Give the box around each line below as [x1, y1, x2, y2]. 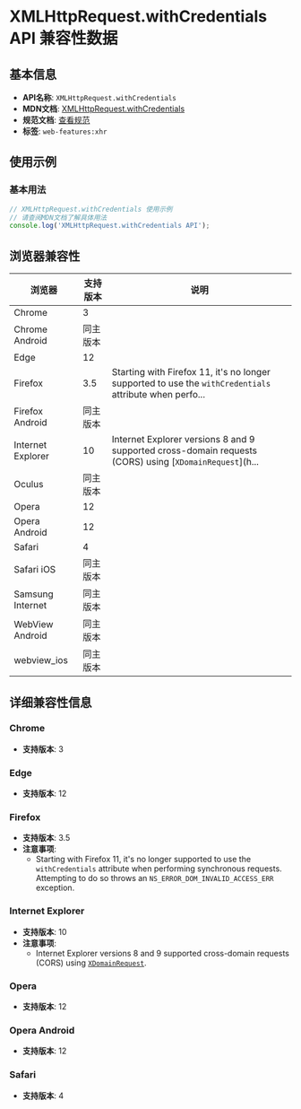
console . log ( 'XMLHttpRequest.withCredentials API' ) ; [9, 222, 211, 231]
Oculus [13, 478, 44, 491]
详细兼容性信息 [9, 694, 92, 710]
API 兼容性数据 [9, 29, 118, 48]
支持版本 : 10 [21, 926, 67, 937]
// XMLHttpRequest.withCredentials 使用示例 [9, 205, 173, 214]
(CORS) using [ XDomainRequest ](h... [111, 456, 260, 468]
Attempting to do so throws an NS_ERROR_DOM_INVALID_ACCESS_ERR [35, 873, 274, 884]
